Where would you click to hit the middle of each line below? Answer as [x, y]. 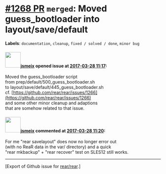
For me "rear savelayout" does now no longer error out [61, 142]
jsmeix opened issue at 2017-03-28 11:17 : [64, 66]
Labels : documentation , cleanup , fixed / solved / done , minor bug [72, 43]
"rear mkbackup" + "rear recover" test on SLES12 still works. [67, 152]
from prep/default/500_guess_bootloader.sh [50, 82]
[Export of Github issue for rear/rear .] [43, 167]
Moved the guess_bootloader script [41, 77]
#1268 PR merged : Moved [56, 9]
